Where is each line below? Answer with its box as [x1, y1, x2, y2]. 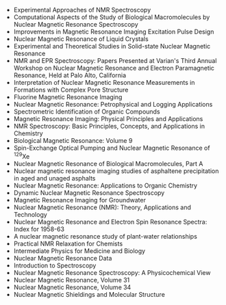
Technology [13, 210, 48, 218]
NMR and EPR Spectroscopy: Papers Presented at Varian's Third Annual [13, 57, 217, 64]
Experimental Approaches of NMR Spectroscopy [13, 6, 151, 14]
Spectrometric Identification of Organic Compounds [13, 107, 160, 116]
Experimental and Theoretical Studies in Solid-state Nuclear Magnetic [13, 42, 211, 50]
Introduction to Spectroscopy [13, 261, 97, 269]
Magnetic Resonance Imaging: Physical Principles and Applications [13, 115, 203, 122]
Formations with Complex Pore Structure [13, 85, 129, 94]
